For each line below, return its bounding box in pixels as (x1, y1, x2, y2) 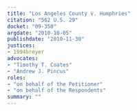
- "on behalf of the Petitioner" (7, 81, 103, 88)
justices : (7, 42, 36, 49)
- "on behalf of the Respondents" (7, 87, 107, 94)
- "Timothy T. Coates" (7, 61, 72, 68)
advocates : (7, 55, 39, 62)
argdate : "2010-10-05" (7, 29, 72, 37)
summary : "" (7, 94, 41, 101)
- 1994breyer (7, 49, 45, 56)
